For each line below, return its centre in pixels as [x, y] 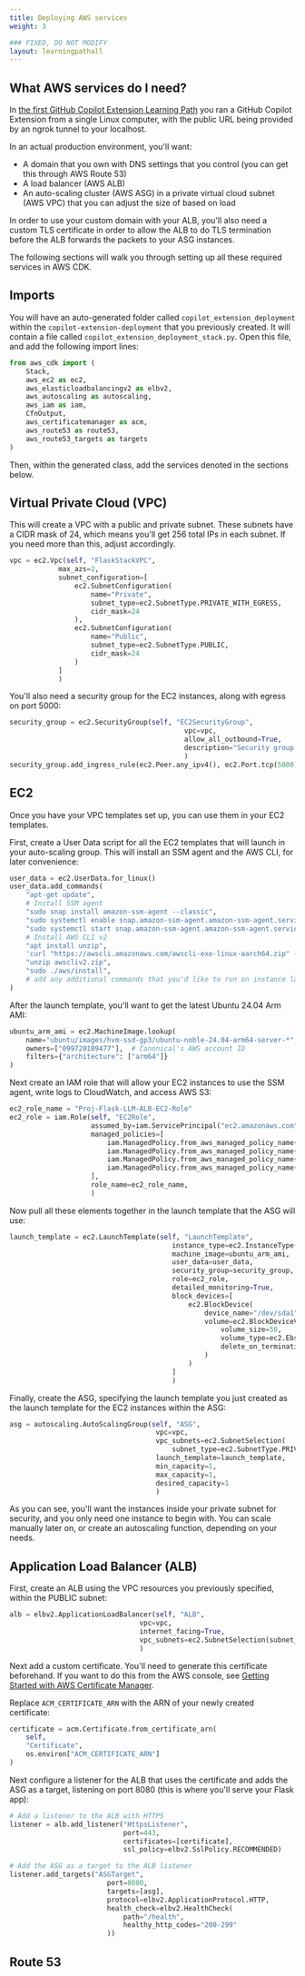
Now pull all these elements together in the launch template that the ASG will [152, 1210]
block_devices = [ [202, 1296]
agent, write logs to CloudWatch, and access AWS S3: [110, 1092]
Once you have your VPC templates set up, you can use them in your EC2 [147, 815]
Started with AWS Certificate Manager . [82, 1685]
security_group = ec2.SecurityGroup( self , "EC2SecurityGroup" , [132, 723]
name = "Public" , [119, 637]
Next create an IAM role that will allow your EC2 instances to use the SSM [147, 1082]
